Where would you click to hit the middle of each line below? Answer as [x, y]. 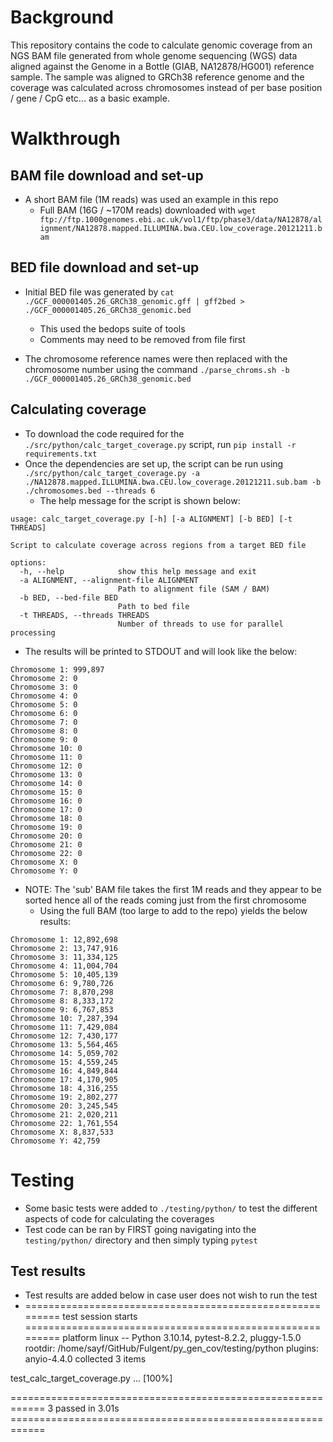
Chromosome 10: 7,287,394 [64, 1018]
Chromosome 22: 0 [46, 853]
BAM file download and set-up [107, 175]
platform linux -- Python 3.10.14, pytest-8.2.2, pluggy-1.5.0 [182, 1338]
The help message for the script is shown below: [140, 500]
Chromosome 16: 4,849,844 [64, 1071]
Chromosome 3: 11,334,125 [64, 957]
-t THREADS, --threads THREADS [84, 615]
